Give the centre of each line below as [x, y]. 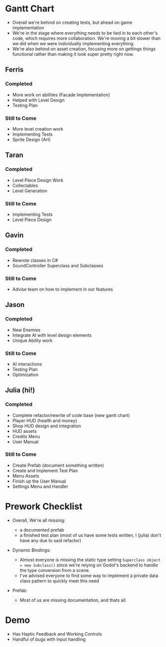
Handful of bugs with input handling [49, 639]
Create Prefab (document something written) [58, 465]
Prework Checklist [44, 507]
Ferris [14, 70]
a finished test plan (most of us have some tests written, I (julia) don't [90, 535]
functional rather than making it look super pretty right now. [73, 54]
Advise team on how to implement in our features [62, 289]
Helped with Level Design [38, 100]
